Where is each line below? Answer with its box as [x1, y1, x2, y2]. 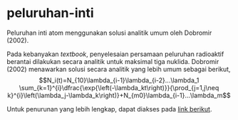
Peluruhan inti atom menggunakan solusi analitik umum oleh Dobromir [6, 28, 212, 37]
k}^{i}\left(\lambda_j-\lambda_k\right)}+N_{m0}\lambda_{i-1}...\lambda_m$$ [7, 91, 231, 99]
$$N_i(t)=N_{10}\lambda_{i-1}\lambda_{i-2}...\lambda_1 [38, 76, 200, 84]
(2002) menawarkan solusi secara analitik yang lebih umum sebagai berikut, [6, 65, 231, 73]
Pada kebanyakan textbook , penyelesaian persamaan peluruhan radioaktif [6, 50, 224, 58]
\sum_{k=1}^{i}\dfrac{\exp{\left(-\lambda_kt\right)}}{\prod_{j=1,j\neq [19, 83, 219, 92]
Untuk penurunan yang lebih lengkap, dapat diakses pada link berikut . [6, 104, 212, 113]
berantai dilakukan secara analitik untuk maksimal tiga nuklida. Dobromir [6, 57, 219, 65]
